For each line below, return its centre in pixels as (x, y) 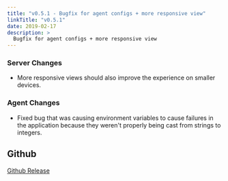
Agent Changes (33, 103)
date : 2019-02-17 (32, 26)
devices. (29, 85)
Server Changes (35, 63)
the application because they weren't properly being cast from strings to (119, 125)
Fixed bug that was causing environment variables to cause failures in (115, 118)
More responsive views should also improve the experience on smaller (116, 78)
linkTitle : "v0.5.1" (37, 20)
